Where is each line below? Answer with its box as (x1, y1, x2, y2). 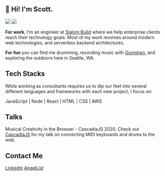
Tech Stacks (5, 69, 45, 78)
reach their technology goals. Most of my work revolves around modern (5, 34, 155, 40)
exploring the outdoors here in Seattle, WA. (5, 55, 95, 61)
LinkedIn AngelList (5, 165, 44, 171)
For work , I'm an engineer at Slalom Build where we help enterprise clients (5, 29, 160, 35)
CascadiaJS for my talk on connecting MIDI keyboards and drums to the (5, 131, 155, 138)
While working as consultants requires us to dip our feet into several (5, 83, 147, 89)
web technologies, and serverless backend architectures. (5, 39, 125, 46)
